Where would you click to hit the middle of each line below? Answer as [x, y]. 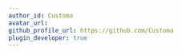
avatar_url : [28, 23]
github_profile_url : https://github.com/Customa [91, 30]
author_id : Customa [41, 15]
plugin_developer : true [48, 38]
